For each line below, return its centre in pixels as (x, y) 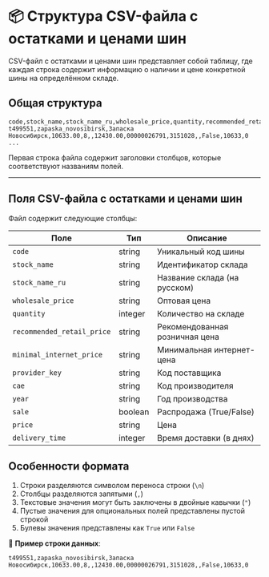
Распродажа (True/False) (206, 412)
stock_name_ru (39, 282)
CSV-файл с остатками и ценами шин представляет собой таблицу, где (131, 61)
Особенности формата (69, 466)
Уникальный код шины (201, 252)
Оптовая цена (184, 301)
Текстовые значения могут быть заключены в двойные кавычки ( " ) (135, 502)
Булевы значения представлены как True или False (107, 528)
